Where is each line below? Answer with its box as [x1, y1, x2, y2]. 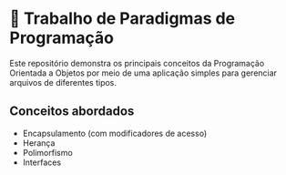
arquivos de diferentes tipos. [9, 77, 117, 87]
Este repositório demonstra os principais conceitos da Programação [9, 57, 265, 68]
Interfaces [22, 157, 62, 168]
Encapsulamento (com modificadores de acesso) [22, 128, 208, 139]
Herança [22, 137, 56, 149]
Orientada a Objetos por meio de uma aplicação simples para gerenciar [9, 67, 278, 78]
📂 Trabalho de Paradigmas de [9, 8, 236, 29]
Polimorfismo [22, 147, 73, 158]
